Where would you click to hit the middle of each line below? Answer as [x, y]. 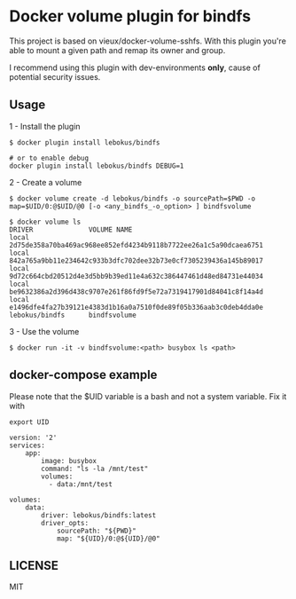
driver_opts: [65, 523]
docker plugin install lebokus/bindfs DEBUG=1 [97, 166]
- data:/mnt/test [81, 484]
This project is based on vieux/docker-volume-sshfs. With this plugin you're [148, 41]
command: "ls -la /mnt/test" [95, 469]
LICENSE [34, 565]
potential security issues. [55, 76]
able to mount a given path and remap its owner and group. [117, 50]
